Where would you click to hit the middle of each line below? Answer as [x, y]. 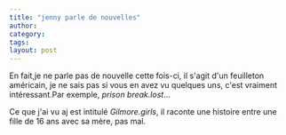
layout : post [33, 51]
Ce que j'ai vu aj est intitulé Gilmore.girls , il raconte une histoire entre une [143, 112]
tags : [19, 42]
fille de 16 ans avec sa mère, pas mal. [78, 122]
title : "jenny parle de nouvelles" [75, 17]
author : [24, 26]
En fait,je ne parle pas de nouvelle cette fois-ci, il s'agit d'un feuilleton [137, 75]
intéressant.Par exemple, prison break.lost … [90, 95]
